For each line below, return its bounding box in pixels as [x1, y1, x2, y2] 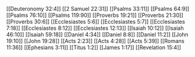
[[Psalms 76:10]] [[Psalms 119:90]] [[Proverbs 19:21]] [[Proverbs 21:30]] [6, 12, 183, 19]
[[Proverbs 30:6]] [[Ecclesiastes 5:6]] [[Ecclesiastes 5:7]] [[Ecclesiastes [6, 18, 185, 25]
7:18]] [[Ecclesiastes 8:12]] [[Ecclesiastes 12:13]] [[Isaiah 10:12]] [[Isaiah [6, 24, 184, 32]
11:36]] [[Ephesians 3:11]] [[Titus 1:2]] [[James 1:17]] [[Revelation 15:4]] [6, 44, 182, 51]
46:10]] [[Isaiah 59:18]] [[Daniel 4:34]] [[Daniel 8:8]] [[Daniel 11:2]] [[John [6, 31, 189, 38]
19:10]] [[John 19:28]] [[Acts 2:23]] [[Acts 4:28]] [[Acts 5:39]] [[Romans [6, 38, 185, 44]
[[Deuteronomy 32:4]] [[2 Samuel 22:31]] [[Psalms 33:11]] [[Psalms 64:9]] [6, 5, 190, 12]
